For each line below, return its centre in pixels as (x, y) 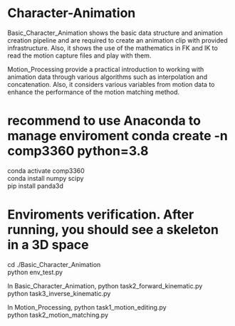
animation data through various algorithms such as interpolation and (108, 77)
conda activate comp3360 (46, 170)
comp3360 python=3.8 (78, 151)
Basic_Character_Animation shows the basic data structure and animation (115, 33)
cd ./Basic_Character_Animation (54, 264)
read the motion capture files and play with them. (79, 56)
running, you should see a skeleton (113, 230)
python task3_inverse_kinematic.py (59, 293)
